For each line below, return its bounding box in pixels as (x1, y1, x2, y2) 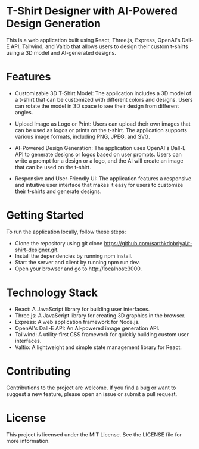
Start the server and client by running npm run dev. (14, 258, 141, 266)
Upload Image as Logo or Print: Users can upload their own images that (14, 120, 191, 127)
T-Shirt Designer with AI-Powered (6, 4, 178, 18)
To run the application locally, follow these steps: (6, 228, 126, 235)
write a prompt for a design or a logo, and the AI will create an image (14, 157, 184, 164)
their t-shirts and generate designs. (14, 188, 102, 195)
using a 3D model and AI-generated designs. (6, 49, 116, 56)
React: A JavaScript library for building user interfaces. (14, 305, 150, 313)
